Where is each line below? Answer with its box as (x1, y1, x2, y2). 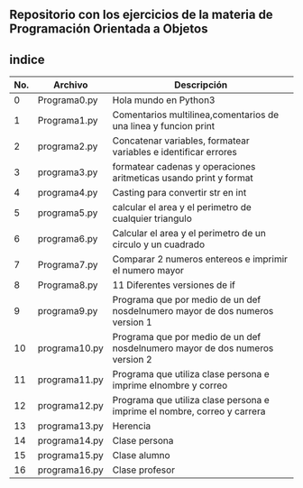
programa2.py (37, 140, 98, 152)
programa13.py (37, 419, 104, 432)
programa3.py (37, 166, 98, 179)
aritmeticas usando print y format (112, 171, 254, 184)
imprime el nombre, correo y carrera (112, 405, 266, 418)
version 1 (112, 316, 152, 328)
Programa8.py (37, 279, 98, 291)
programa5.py (37, 207, 98, 219)
